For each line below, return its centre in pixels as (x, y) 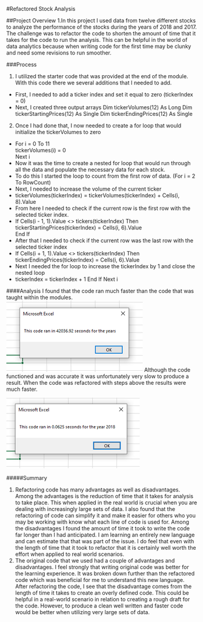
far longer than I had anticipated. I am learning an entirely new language (105, 535)
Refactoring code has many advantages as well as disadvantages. (98, 490)
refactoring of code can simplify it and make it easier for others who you (105, 516)
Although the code (167, 370)
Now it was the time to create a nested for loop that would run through (103, 163)
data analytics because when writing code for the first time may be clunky (99, 46)
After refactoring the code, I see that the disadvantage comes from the (103, 586)
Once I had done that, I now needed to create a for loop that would (98, 126)
